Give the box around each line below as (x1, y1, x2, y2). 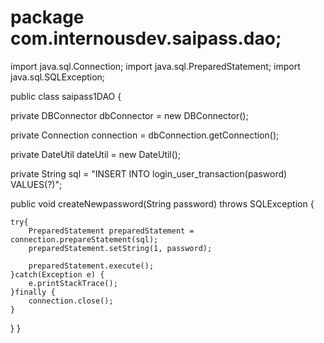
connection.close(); (28, 296, 114, 306)
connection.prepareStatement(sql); (10, 234, 159, 245)
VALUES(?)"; (10, 178, 63, 190)
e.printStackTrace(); (28, 278, 118, 288)
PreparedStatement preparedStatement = (28, 226, 195, 236)
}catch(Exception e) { (10, 269, 105, 280)
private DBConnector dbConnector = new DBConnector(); (10, 109, 249, 121)
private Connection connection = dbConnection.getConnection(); (10, 129, 280, 141)
